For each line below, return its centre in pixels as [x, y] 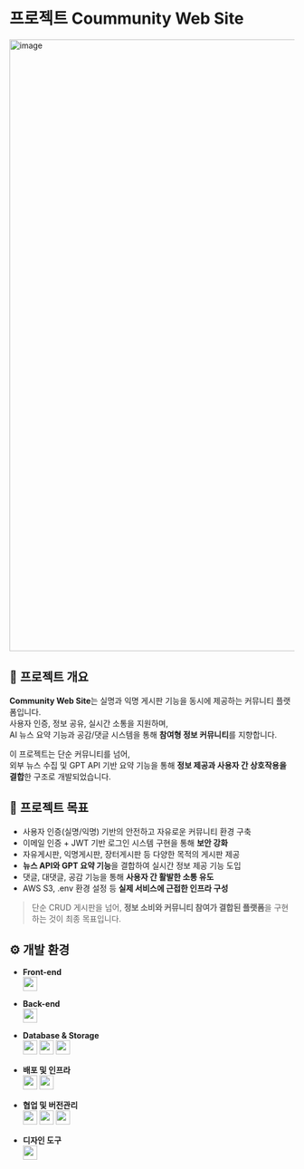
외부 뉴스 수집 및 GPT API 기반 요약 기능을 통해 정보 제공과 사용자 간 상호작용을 [148, 765]
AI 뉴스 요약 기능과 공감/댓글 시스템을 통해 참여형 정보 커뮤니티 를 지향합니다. [143, 734]
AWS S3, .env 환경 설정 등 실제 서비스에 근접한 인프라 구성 [125, 888]
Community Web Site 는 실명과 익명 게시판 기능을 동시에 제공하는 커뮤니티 [142, 700]
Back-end [41, 1004]
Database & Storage [61, 1036]
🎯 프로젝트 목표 [49, 808]
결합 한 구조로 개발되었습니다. [60, 777]
